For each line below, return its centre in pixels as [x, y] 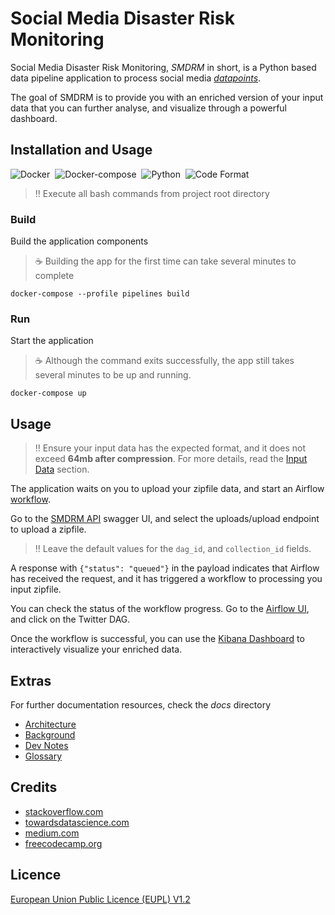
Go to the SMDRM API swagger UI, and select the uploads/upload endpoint [165, 519]
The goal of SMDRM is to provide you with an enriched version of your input [167, 97]
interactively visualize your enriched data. [96, 649]
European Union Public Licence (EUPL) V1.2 [100, 899]
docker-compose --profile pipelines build [100, 294]
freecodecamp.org [63, 843]
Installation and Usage [81, 150]
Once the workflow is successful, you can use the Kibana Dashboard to [157, 639]
